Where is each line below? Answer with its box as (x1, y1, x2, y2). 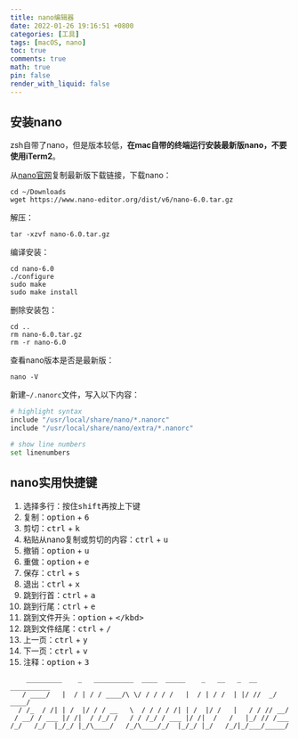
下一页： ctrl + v (22, 645, 88, 656)
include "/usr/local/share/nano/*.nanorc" (10, 415, 170, 424)
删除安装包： (10, 305, 57, 316)
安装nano (10, 115, 63, 130)
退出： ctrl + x (22, 579, 81, 589)
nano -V (10, 373, 39, 382)
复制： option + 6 (22, 512, 90, 522)
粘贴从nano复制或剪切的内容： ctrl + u (22, 534, 168, 545)
